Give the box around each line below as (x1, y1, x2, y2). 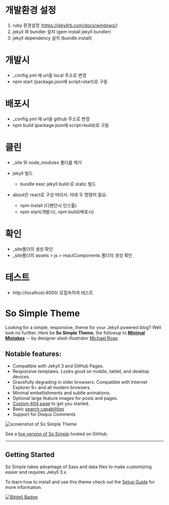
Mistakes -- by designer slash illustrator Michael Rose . (5, 335, 119, 341)
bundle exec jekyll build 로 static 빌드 (20, 180, 97, 187)
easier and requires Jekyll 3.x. (5, 469, 68, 475)
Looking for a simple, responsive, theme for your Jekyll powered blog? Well (5, 324, 161, 330)
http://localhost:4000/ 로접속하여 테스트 (12, 289, 94, 296)
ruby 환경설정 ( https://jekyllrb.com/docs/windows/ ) (12, 22, 118, 28)
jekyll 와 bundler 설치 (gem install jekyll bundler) (12, 28, 112, 34)
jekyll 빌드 (12, 170, 33, 176)
